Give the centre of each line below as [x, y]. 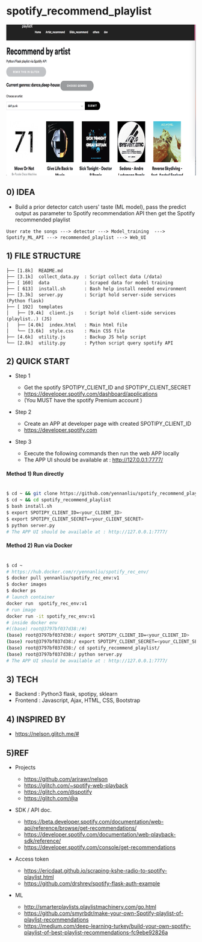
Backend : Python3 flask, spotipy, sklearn [66, 694]
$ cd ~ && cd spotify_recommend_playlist [59, 500]
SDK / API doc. [33, 810]
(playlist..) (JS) [29, 319]
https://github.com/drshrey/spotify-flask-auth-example [92, 884]
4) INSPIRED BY [36, 719]
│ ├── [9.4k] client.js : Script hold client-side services [91, 313]
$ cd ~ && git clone [32, 494]
